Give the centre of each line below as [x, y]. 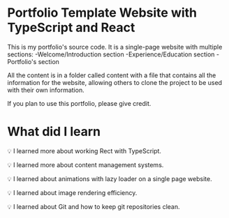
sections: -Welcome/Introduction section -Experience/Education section [111, 54]
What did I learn [54, 132]
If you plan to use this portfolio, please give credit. [79, 103]
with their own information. [46, 90]
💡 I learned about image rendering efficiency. [72, 192]
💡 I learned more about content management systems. [86, 164]
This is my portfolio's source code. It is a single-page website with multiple [115, 47]
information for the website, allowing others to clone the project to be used [114, 82]
